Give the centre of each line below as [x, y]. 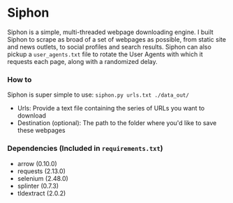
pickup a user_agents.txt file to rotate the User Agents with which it [105, 54]
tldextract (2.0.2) [42, 193]
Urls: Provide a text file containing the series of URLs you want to [111, 108]
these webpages [41, 131]
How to [20, 79]
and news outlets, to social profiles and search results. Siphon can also [109, 47]
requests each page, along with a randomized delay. [83, 61]
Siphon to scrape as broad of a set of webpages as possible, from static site [117, 39]
